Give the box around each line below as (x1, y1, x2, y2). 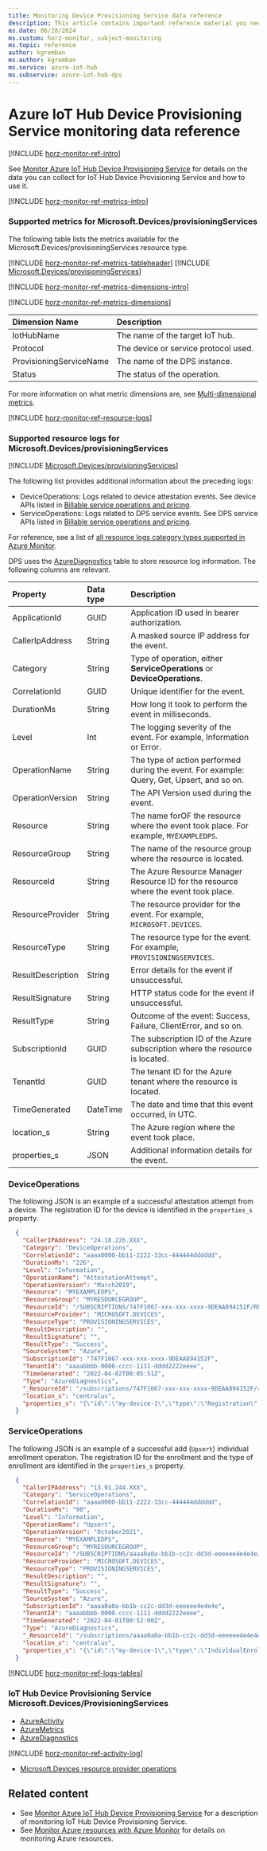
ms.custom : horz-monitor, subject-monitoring (8, 33, 161, 42)
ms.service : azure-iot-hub (8, 64, 98, 72)
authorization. (130, 617, 183, 628)
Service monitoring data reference (8, 122, 241, 140)
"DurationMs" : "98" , (22, 1506, 91, 1514)
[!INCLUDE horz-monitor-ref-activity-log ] (8, 1748, 143, 1758)
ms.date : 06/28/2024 (8, 26, 77, 34)
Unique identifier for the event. (130, 686, 245, 697)
